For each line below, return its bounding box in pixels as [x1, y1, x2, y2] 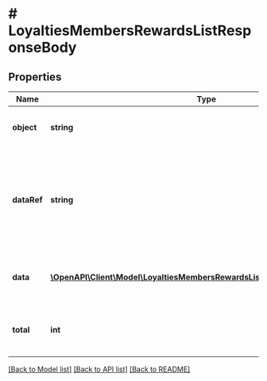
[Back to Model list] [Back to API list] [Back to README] [8, 364, 191, 374]
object [12, 122, 37, 133]
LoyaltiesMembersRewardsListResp [8, 21, 252, 40]
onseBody [8, 39, 77, 56]
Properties [8, 70, 62, 83]
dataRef [12, 194, 43, 205]
